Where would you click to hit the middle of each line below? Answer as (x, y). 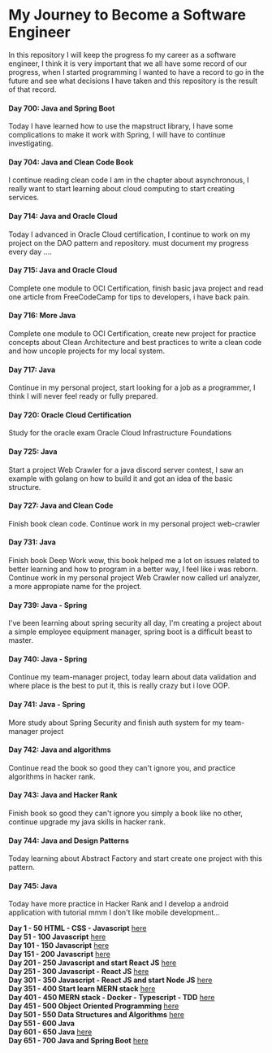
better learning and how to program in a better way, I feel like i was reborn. (133, 569)
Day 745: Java (33, 885)
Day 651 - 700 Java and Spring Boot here (78, 1041)
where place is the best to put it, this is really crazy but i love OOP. (119, 686)
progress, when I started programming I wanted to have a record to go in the (136, 72)
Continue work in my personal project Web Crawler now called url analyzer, (135, 577)
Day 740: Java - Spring (48, 659)
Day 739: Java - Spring (48, 605)
